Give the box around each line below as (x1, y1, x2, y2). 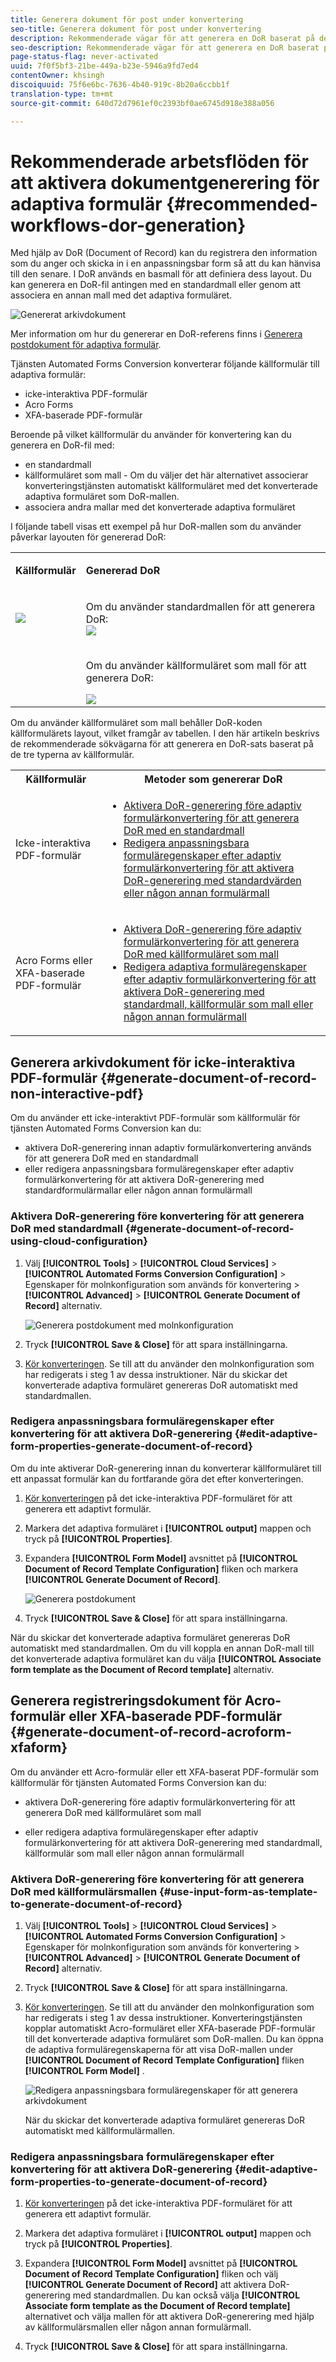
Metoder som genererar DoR (144, 772, 283, 786)
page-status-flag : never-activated (10, 52, 159, 62)
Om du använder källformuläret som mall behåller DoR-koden (10, 717, 263, 729)
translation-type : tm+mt (10, 89, 114, 99)
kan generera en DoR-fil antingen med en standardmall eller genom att (10, 279, 302, 291)
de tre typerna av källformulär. (10, 749, 135, 761)
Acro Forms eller (15, 954, 93, 968)
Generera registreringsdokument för (10, 1692, 242, 1710)
